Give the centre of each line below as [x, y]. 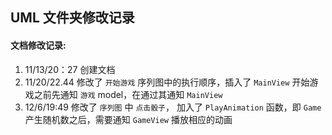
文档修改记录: [38, 45]
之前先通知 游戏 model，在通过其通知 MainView [128, 94]
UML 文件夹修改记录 [72, 18]
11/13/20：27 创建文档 [70, 69]
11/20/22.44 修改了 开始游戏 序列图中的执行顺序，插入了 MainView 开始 [167, 82]
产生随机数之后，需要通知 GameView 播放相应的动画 [128, 119]
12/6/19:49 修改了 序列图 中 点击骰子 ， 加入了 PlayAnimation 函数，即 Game [173, 107]
